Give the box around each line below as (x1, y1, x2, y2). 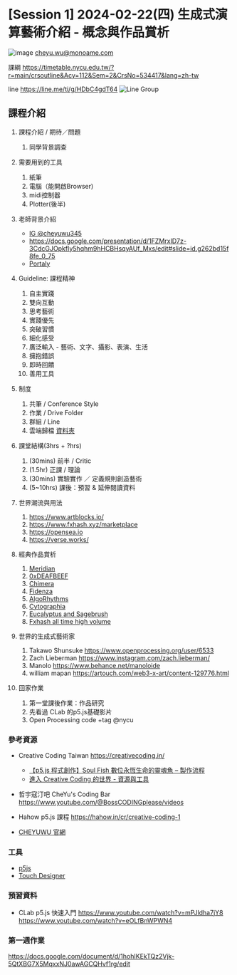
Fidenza (28, 587, 53, 595)
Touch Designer (18, 872, 65, 880)
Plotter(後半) (28, 199, 66, 208)
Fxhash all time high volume (28, 617, 111, 625)
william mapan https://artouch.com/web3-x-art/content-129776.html (28, 669, 230, 677)
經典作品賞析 (18, 550, 56, 558)
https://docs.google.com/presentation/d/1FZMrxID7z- (28, 236, 187, 245)
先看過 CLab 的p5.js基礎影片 (28, 707, 112, 716)
